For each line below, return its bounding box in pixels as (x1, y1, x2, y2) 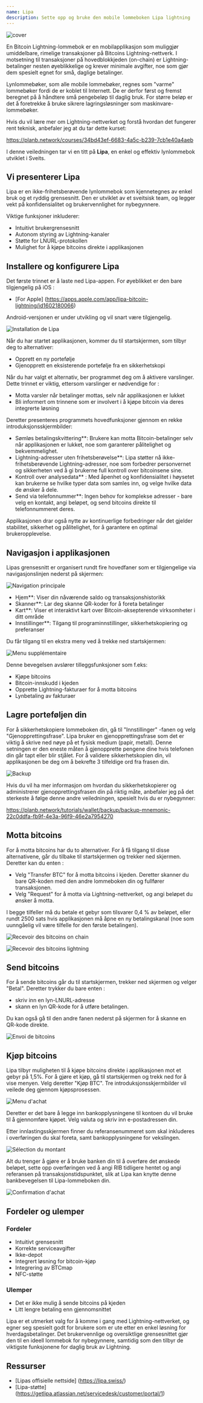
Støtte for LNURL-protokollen (14, 237, 88, 244)
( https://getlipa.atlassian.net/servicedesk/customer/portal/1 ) (14, 1390, 165, 1397)
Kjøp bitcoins (6, 1050, 57, 1061)
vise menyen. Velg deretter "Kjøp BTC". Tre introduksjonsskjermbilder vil (6, 1080, 187, 1087)
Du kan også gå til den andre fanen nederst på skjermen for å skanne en (6, 1015, 186, 1022)
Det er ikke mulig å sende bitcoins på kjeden (14, 1299, 126, 1307)
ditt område (14, 613, 44, 620)
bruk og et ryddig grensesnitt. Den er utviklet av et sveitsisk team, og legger (6, 195, 196, 202)
